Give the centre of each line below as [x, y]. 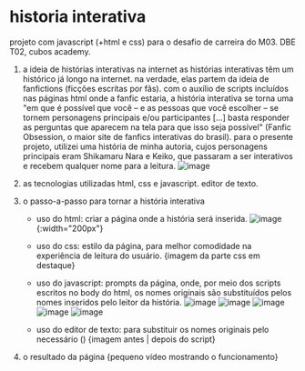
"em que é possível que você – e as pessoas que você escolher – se [151, 107]
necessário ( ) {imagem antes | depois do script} [126, 339]
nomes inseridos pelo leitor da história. [109, 302]
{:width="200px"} [70, 228]
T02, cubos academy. [50, 51]
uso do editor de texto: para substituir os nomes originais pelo [152, 329]
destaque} [56, 265]
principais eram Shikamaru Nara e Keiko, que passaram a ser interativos [158, 155]
